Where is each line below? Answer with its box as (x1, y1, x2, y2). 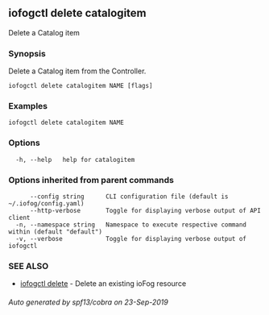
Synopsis (8, 48, 46, 59)
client (8, 213, 31, 222)
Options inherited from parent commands (8, 174, 175, 185)
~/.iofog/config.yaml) (8, 200, 85, 208)
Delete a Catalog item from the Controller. (8, 66, 147, 76)
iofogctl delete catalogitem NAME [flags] (8, 82, 153, 90)
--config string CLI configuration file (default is (29, 193, 229, 201)
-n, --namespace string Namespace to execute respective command (15, 221, 247, 229)
